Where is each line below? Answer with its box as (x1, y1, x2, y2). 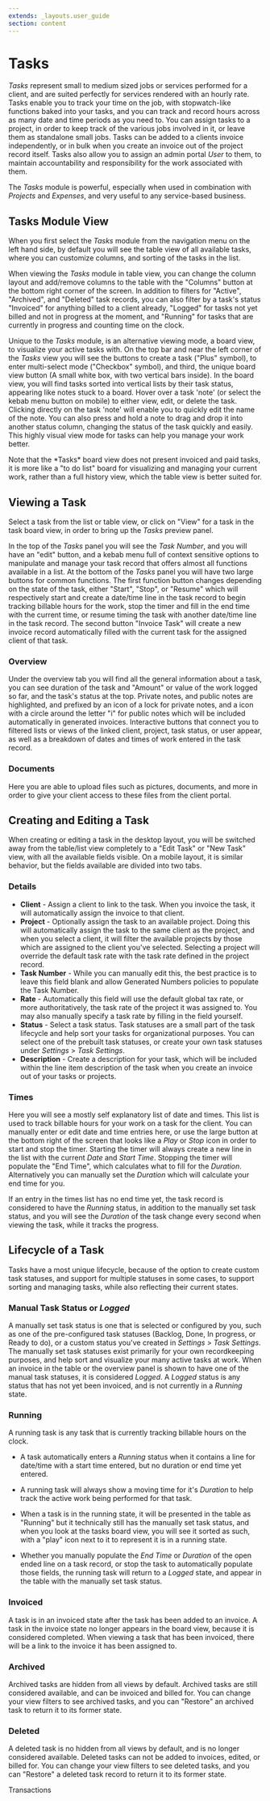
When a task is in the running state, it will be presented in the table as (19, 1509, 251, 1519)
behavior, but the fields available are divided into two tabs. (8, 860, 202, 870)
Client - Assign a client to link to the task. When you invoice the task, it (19, 899, 255, 909)
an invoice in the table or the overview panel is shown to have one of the (8, 1363, 249, 1373)
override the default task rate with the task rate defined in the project (19, 951, 250, 961)
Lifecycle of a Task (8, 1243, 105, 1258)
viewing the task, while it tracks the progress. (8, 1220, 160, 1230)
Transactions (8, 1785, 52, 1795)
